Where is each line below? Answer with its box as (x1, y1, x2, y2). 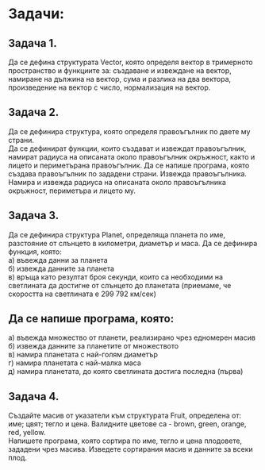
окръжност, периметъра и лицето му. (8, 186, 136, 195)
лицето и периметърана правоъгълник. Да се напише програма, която (8, 160, 250, 170)
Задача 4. (8, 390, 60, 403)
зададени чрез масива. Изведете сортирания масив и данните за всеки (8, 445, 254, 454)
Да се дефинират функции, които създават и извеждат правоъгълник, (8, 144, 247, 153)
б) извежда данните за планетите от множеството (8, 341, 179, 351)
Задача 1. (8, 37, 57, 50)
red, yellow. (8, 428, 46, 437)
